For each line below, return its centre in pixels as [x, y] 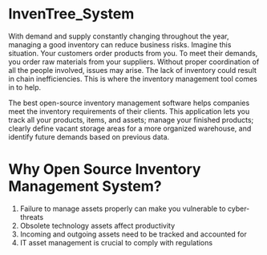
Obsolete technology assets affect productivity [97, 225]
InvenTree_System [71, 14]
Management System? [85, 186]
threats [32, 217]
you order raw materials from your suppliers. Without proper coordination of [134, 62]
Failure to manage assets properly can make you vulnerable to [123, 208]
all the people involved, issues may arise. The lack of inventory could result [132, 70]
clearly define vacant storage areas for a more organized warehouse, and [130, 128]
